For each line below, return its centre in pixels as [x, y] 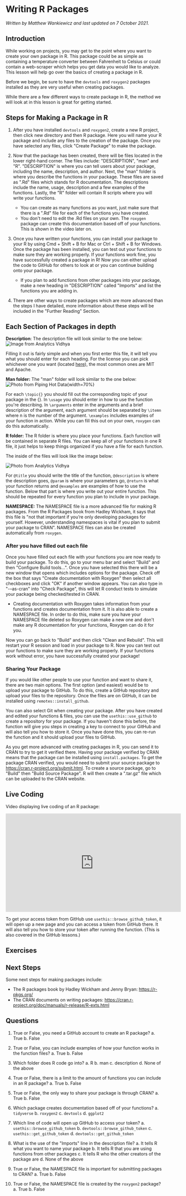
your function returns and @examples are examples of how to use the [75, 486]
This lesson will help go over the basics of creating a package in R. [74, 72]
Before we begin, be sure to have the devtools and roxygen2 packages [78, 81]
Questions [22, 1021]
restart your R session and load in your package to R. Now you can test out [83, 645]
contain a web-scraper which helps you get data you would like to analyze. [83, 66]
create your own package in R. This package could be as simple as [75, 56]
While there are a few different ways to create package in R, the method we [83, 96]
